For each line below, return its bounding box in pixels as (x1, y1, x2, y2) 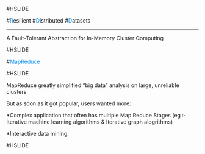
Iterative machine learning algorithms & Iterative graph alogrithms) (6, 118, 173, 125)
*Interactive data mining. (6, 130, 69, 137)
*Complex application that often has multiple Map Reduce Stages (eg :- (6, 112, 187, 119)
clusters (6, 88, 27, 95)
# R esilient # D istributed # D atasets (6, 17, 91, 24)
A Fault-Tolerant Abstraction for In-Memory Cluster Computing (6, 35, 164, 41)
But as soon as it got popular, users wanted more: (6, 100, 131, 107)
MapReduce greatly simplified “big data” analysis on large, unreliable (6, 82, 180, 89)
